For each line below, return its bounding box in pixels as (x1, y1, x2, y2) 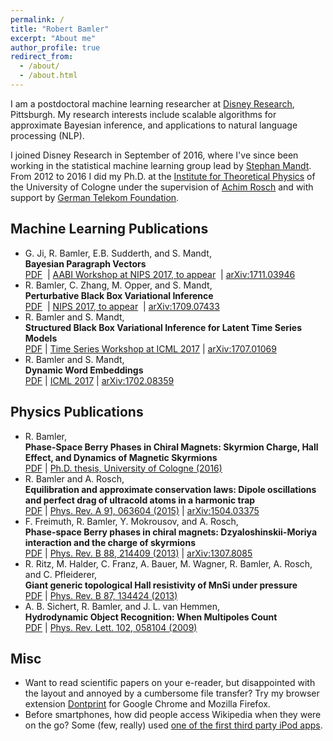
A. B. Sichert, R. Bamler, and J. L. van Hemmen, (24, 600, 221, 612)
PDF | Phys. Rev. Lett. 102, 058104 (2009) (24, 621, 198, 633)
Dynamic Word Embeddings (24, 364, 144, 376)
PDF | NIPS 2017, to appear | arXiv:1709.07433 (24, 300, 220, 312)
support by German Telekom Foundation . (10, 191, 180, 203)
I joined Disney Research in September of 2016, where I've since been (10, 149, 299, 161)
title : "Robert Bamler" (10, 24, 110, 34)
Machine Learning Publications (10, 221, 209, 238)
